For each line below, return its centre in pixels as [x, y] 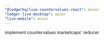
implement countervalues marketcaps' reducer [52, 33]
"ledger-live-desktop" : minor [36, 14]
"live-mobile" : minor [27, 19]
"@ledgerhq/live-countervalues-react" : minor [52, 10]
